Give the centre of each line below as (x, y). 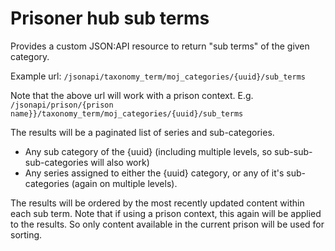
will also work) (120, 162)
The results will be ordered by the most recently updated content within (157, 203)
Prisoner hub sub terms (110, 18)
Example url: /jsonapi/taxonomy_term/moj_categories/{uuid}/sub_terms (158, 76)
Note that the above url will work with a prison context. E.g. (132, 95)
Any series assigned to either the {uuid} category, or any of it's (154, 173)
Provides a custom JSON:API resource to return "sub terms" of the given (160, 46)
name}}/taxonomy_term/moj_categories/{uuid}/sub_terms (127, 113)
